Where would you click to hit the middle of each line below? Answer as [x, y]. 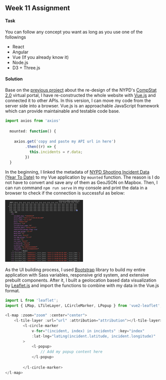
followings [16, 37]
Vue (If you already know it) [41, 57]
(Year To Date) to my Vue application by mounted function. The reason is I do [83, 177]
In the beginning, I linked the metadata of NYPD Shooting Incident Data [77, 172]
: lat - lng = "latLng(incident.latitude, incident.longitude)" [93, 336]
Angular [20, 52]
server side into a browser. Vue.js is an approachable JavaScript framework [82, 105]
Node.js [20, 62]
